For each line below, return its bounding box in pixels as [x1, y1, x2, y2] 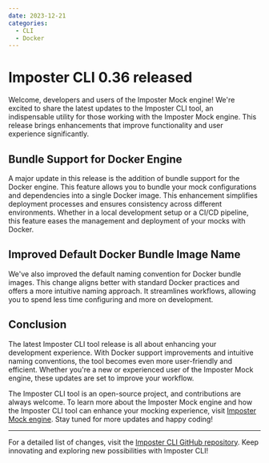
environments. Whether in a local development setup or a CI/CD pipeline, [8, 207, 250, 217]
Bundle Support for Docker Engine [8, 152, 183, 166]
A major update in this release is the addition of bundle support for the [8, 174, 240, 183]
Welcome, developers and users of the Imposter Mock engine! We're [8, 95, 235, 105]
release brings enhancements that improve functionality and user [8, 121, 223, 131]
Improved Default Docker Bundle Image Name [8, 248, 241, 261]
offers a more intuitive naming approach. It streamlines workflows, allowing [8, 286, 256, 296]
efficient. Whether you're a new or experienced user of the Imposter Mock [8, 364, 254, 374]
